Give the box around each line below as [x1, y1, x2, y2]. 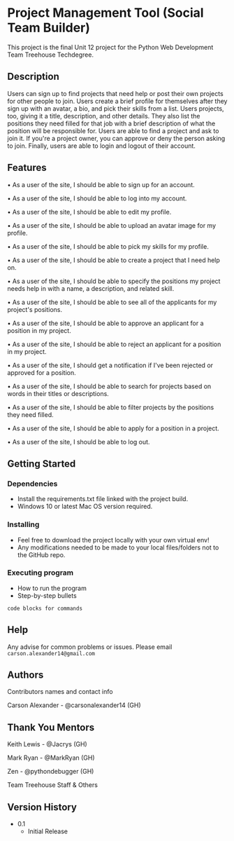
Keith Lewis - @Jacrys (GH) [7, 740, 87, 748]
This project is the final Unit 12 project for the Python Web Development [7, 43, 214, 51]
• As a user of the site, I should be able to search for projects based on [7, 382, 212, 390]
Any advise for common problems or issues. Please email [7, 643, 173, 651]
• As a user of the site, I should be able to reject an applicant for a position [7, 340, 221, 348]
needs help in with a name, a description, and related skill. [7, 284, 175, 292]
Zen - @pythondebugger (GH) [7, 767, 94, 776]
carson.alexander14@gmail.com [7, 650, 96, 657]
